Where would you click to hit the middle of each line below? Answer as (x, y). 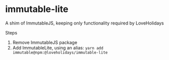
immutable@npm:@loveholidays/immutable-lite (60, 52)
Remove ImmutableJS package (45, 42)
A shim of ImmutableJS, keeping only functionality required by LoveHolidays (84, 23)
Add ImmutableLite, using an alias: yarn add (58, 47)
